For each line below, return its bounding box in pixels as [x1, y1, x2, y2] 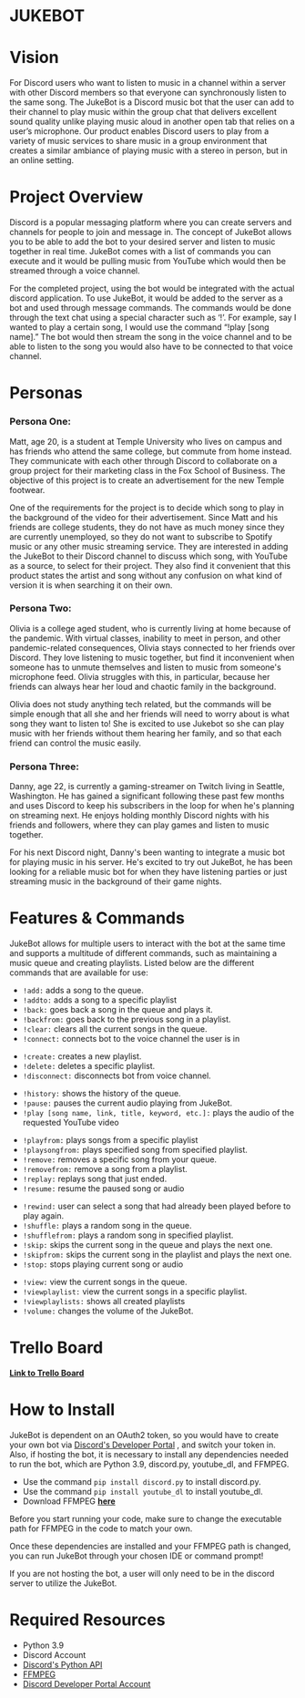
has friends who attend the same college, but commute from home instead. [9, 446, 292, 457]
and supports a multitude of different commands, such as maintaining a [9, 948, 278, 959]
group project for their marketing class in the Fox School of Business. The [9, 465, 286, 476]
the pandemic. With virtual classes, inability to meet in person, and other [9, 633, 281, 643]
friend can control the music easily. [9, 737, 142, 748]
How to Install [9, 1400, 116, 1420]
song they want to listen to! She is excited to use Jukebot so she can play [9, 717, 285, 729]
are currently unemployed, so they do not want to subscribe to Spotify [9, 530, 273, 542]
